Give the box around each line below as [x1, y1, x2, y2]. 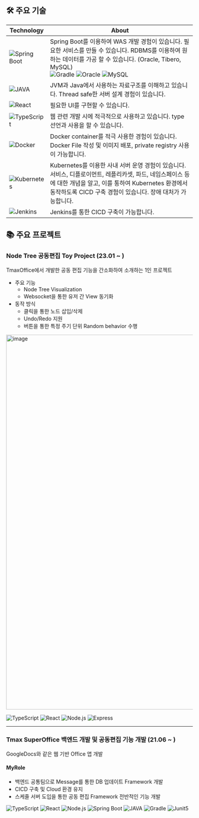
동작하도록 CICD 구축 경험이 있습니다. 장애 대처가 [50, 187, 179, 196]
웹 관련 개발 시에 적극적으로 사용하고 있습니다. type [50, 112, 185, 120]
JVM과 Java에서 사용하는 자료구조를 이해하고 [50, 81, 170, 89]
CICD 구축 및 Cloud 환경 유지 [14, 785, 83, 792]
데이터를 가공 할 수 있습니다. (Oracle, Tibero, [62, 55, 182, 63]
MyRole [6, 764, 25, 771]
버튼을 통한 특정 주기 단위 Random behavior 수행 [23, 322, 138, 329]
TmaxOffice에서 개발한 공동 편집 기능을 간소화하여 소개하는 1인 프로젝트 [6, 266, 173, 273]
